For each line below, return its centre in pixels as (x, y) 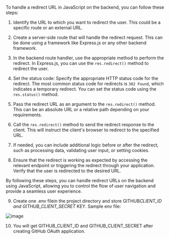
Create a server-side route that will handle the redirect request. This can (88, 37)
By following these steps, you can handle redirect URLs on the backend (80, 180)
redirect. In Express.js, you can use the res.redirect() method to (81, 63)
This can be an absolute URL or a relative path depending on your (81, 109)
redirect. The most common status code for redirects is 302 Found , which (88, 84)
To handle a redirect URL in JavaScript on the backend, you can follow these (85, 7)
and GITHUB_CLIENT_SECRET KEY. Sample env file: (67, 206)
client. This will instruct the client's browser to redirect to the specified (86, 130)
